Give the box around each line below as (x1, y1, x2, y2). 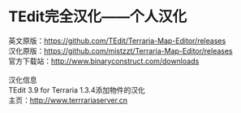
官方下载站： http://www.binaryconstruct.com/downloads (8, 56, 200, 66)
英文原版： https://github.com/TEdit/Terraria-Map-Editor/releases (8, 36, 226, 46)
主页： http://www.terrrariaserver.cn (8, 95, 128, 105)
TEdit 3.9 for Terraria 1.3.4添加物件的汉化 (8, 85, 146, 94)
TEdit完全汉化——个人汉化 (8, 7, 187, 26)
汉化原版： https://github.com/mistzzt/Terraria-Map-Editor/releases (8, 46, 233, 55)
